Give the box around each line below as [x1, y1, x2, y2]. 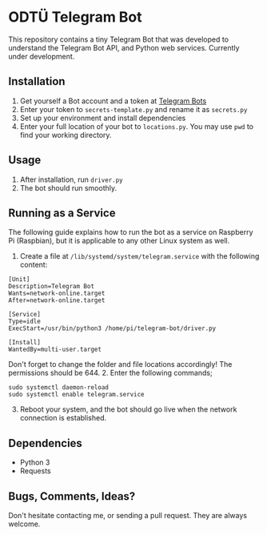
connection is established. [19, 413, 107, 423]
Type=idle [8, 317, 42, 326]
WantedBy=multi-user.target [8, 345, 102, 354]
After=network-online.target [8, 296, 106, 304]
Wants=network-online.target [8, 289, 106, 298]
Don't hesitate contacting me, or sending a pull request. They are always [8, 511, 248, 520]
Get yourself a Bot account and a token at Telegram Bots [19, 96, 207, 106]
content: [19, 260, 48, 270]
